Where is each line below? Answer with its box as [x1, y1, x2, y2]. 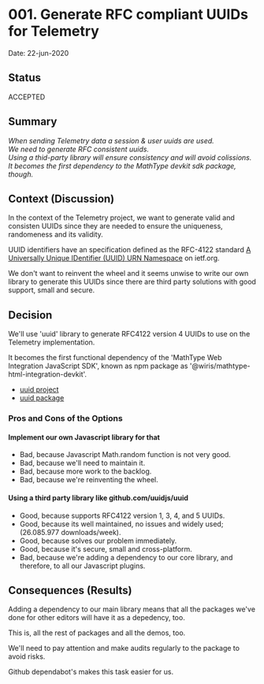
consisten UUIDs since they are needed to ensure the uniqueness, [8, 221, 223, 231]
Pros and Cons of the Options [8, 413, 124, 424]
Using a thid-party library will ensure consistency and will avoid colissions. [8, 152, 252, 162]
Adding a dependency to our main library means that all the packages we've [8, 604, 256, 614]
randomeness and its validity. [8, 230, 104, 240]
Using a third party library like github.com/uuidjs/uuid [8, 493, 189, 502]
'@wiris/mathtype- [189, 361, 251, 371]
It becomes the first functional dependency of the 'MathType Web [8, 353, 222, 362]
